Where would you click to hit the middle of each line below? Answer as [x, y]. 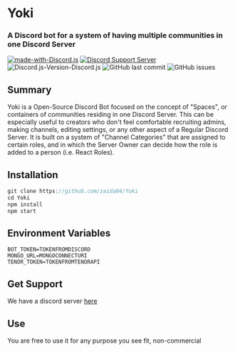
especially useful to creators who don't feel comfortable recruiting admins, [117, 122]
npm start [22, 211]
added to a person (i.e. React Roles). [61, 152]
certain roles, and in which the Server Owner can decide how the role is [113, 145]
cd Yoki [19, 197]
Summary [30, 89]
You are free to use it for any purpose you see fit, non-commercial [104, 341]
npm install [25, 205]
